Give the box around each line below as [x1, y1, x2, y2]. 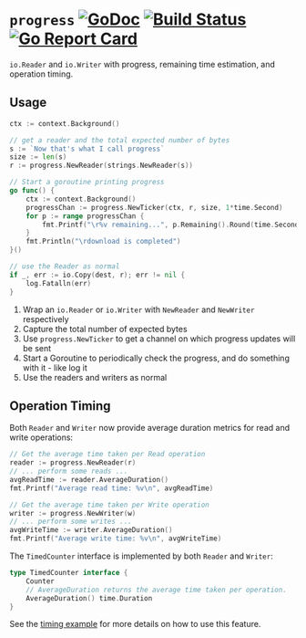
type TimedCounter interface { [9, 569, 128, 578]
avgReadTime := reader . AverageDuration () [9, 475, 169, 484]
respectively [22, 313, 70, 324]
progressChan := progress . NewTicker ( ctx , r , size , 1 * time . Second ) [25, 203, 283, 212]
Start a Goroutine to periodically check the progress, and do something [22, 352, 290, 363]
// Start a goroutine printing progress [9, 178, 166, 187]
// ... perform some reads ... [9, 466, 128, 476]
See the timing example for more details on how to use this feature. [9, 619, 261, 630]
